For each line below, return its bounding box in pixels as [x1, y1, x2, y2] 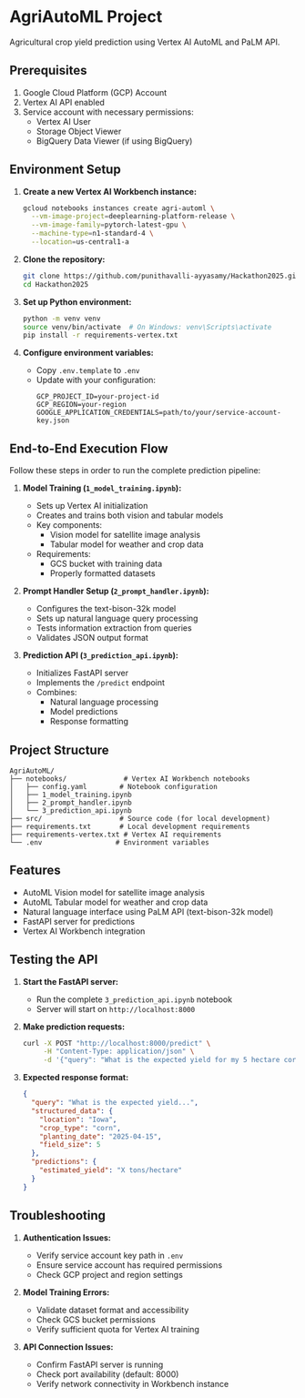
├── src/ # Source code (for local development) [9, 814, 271, 823]
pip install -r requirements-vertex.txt [22, 330, 178, 340]
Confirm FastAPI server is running [36, 1359, 164, 1370]
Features [9, 863, 61, 878]
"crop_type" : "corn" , [39, 1123, 121, 1132]
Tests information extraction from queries [36, 623, 193, 633]
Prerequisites [9, 63, 87, 78]
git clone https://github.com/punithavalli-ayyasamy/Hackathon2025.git [22, 271, 300, 280]
